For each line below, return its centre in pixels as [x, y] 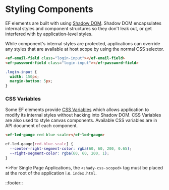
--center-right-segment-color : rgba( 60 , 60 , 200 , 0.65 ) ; [71, 149]
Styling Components [49, 9]
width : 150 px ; [24, 76]
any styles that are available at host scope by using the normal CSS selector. [85, 49]
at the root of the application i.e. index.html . [51, 173]
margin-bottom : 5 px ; [31, 81]
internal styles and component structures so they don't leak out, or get [79, 28]
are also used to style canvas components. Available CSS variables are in [81, 120]
